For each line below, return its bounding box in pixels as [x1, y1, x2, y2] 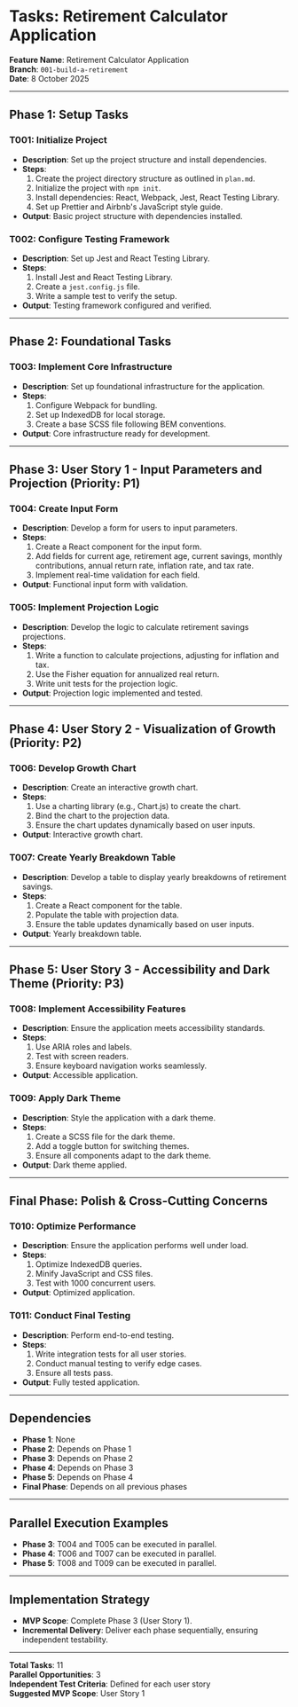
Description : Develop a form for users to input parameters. [21, 523, 238, 533]
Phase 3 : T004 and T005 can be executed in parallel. [21, 1539, 217, 1550]
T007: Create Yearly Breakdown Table [9, 852, 176, 864]
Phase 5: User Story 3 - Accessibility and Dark [9, 962, 271, 977]
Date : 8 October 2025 [9, 73, 90, 83]
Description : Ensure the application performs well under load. [21, 1240, 249, 1251]
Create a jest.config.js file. [35, 281, 140, 292]
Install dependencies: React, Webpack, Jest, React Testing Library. [35, 192, 280, 202]
